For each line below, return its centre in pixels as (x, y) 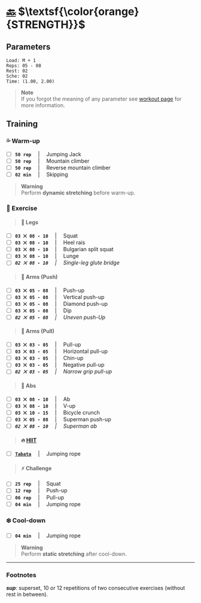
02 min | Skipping (41, 174)
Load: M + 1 (21, 60)
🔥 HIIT (29, 440)
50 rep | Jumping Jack (48, 154)
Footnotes (22, 575)
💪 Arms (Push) (39, 276)
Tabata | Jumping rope (48, 454)
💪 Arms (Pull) (38, 331)
